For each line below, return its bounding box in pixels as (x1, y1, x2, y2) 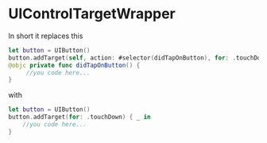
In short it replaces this (8, 31, 83, 41)
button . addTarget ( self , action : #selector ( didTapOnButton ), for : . (8, 53, 237, 62)
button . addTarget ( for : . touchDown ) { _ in (8, 113, 151, 122)
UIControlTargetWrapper (8, 5, 176, 23)
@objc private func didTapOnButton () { (8, 61, 141, 69)
